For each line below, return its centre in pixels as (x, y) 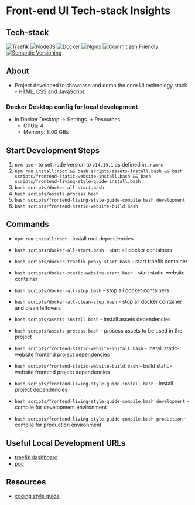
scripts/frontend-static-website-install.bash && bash (83, 176)
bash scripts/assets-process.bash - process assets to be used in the (98, 330)
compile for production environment (58, 425)
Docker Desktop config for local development (72, 107)
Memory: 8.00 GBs (46, 132)
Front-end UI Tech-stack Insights (88, 11)
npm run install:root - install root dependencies (74, 238)
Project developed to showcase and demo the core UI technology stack (101, 85)
